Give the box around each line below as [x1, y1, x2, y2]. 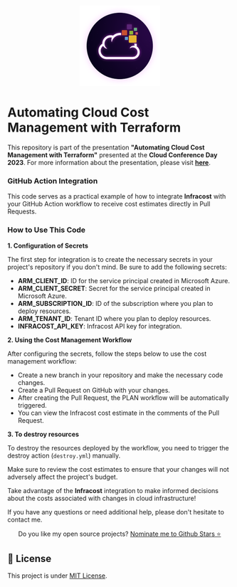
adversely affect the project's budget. [7, 472, 118, 481]
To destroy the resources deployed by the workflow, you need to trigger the [7, 443, 229, 452]
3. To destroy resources [7, 430, 80, 438]
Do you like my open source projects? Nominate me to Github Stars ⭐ [18, 529, 221, 538]
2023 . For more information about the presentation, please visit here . [7, 158, 211, 166]
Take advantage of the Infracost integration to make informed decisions [7, 486, 219, 495]
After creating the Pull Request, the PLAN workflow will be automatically [17, 393, 229, 402]
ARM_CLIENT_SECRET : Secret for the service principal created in [17, 284, 211, 292]
